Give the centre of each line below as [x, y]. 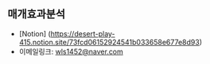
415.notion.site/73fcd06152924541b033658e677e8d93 [109, 42]
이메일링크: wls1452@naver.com [71, 51]
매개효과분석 [36, 14]
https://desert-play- [83, 33]
